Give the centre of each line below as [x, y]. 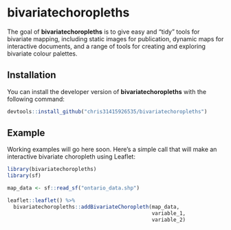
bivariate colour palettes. [42, 54]
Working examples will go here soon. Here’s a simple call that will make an [112, 150]
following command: [36, 99]
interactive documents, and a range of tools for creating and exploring [107, 46]
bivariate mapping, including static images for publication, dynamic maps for [115, 38]
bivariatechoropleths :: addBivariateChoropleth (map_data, [97, 207]
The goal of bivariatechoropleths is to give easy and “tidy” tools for [103, 32]
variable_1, [169, 213]
